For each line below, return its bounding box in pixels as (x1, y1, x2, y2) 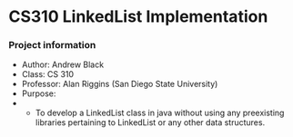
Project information (8, 39, 96, 52)
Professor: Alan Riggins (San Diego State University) (21, 79, 218, 90)
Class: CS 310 (21, 69, 75, 80)
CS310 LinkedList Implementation (8, 6, 268, 27)
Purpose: (21, 88, 56, 99)
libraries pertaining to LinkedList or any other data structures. (35, 117, 266, 128)
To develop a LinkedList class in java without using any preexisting (35, 107, 285, 119)
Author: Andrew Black (21, 59, 105, 70)
